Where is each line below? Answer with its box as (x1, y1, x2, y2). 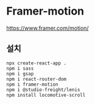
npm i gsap (6, 71, 34, 77)
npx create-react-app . (6, 60, 67, 66)
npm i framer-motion (6, 81, 59, 88)
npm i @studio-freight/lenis (6, 86, 80, 92)
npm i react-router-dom (6, 76, 67, 82)
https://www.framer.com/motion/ (6, 24, 90, 32)
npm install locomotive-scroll (6, 92, 86, 98)
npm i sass (6, 65, 34, 71)
